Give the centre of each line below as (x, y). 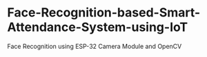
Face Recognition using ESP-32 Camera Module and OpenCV (95, 46)
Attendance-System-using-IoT (98, 27)
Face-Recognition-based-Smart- (104, 13)
